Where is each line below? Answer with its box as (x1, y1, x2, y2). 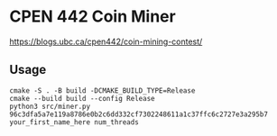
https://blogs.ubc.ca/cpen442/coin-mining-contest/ (9, 36, 203, 47)
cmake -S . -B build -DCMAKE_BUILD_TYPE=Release (9, 86, 196, 95)
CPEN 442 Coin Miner (9, 6, 176, 27)
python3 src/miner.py (9, 102, 91, 111)
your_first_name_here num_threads (9, 117, 140, 127)
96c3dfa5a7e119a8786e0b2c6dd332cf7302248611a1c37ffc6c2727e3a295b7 (9, 110, 269, 119)
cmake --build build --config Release (9, 94, 155, 103)
